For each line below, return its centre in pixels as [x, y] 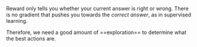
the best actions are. [31, 38]
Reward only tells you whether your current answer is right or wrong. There [97, 9]
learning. [17, 21]
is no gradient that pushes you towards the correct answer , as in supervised [99, 15]
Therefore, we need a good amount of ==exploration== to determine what [96, 32]
